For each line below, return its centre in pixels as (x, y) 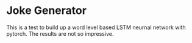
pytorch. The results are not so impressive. (60, 33)
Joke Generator (47, 11)
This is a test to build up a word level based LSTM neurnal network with (96, 27)
